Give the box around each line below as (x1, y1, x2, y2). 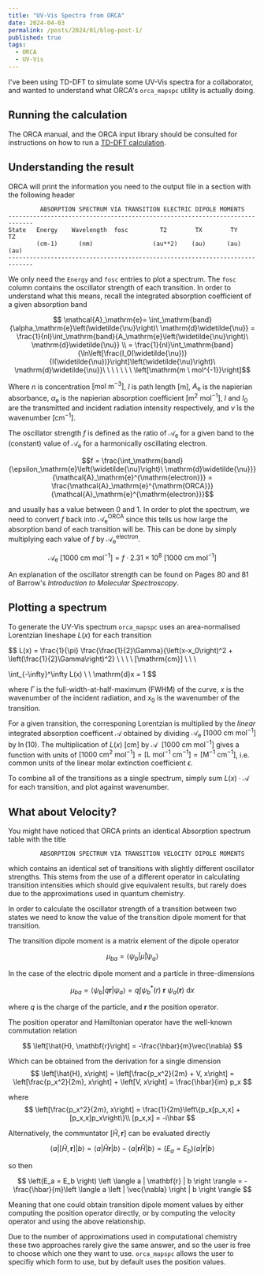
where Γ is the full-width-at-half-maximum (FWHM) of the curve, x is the (8, 684, 244, 694)
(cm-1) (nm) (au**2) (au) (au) (36, 240, 242, 248)
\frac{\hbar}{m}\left (13, 1185, 77, 1194)
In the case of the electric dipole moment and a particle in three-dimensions (8, 969, 255, 978)
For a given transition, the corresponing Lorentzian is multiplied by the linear (8, 719, 256, 728)
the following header (8, 190, 76, 200)
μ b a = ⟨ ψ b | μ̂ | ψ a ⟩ (106, 951, 159, 962)
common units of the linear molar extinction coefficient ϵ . (8, 758, 193, 768)
